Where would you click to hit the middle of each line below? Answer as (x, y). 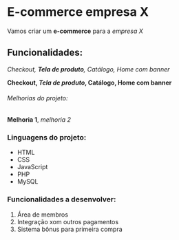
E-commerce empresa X (78, 12)
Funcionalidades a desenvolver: (62, 199)
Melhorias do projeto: (38, 98)
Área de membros (43, 215)
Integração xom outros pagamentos (68, 221)
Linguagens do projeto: (47, 137)
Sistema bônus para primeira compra (70, 229)
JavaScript (32, 167)
